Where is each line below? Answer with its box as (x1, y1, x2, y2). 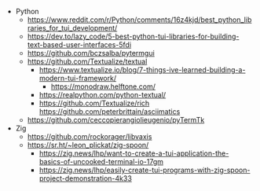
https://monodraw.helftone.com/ (50, 82, 156, 91)
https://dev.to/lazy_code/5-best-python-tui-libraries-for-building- (27, 31, 240, 41)
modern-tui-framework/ (38, 74, 116, 83)
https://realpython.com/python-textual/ (38, 90, 167, 99)
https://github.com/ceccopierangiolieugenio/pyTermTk (27, 116, 205, 124)
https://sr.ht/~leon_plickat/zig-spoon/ (27, 141, 149, 149)
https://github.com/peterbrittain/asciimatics (38, 107, 181, 116)
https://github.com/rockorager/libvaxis (27, 132, 152, 141)
